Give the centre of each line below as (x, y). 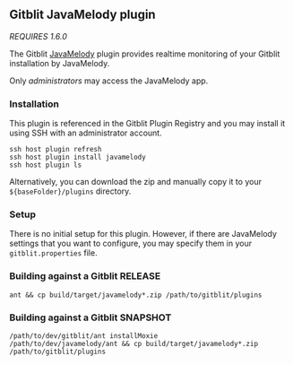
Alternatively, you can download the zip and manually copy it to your (136, 182)
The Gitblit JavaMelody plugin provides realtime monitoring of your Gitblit (145, 54)
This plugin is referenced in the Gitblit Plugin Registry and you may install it (147, 124)
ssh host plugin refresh (56, 150)
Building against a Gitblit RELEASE (85, 276)
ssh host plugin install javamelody (78, 157)
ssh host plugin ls (46, 165)
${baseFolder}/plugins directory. (70, 191)
